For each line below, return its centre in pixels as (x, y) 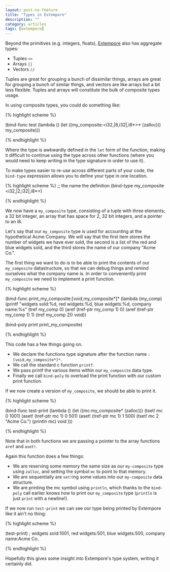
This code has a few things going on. (44, 344)
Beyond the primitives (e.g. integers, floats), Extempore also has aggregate (84, 43)
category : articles (26, 24)
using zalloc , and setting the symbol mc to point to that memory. (79, 472)
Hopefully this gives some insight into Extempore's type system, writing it (82, 558)
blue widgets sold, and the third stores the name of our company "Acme (80, 248)
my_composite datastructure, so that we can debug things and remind (77, 268)
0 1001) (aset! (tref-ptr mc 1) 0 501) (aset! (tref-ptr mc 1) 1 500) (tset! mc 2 (82, 416)
